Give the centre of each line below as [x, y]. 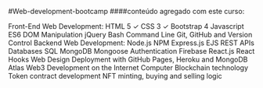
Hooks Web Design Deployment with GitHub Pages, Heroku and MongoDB [128, 59]
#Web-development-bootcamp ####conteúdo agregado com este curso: [126, 11]
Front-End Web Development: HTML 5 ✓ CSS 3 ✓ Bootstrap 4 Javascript [126, 26]
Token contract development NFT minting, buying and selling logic [115, 76]
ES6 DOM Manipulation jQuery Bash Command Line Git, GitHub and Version [130, 35]
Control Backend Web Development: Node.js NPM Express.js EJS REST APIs [131, 43]
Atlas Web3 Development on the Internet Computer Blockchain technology [128, 68]
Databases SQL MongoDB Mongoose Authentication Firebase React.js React [131, 51]
